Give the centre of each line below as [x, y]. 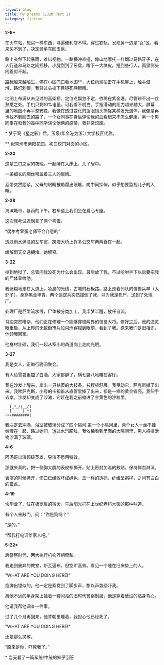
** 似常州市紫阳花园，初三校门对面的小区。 [48, 144]
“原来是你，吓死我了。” [27, 647]
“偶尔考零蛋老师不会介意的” [33, 231]
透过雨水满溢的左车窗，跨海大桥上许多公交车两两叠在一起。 [65, 242]
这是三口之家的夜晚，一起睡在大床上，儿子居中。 [54, 164]
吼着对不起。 [18, 72]
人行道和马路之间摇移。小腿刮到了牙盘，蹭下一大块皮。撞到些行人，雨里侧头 [82, 65]
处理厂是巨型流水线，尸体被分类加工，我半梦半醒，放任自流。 [67, 311]
